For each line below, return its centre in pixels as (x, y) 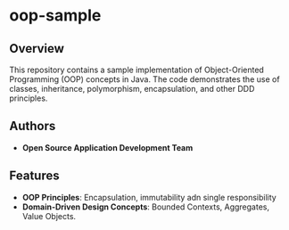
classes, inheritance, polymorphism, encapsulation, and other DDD (132, 89)
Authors (33, 126)
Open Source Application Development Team (107, 147)
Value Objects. (49, 216)
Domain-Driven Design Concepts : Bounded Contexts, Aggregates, (146, 207)
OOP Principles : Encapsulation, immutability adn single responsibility (149, 197)
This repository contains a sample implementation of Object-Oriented (137, 70)
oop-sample (55, 16)
